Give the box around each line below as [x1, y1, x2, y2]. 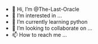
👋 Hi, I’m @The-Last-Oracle [11, 6, 80, 12]
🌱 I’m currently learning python [11, 18, 88, 25]
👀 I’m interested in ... [11, 12, 62, 19]
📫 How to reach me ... [11, 32, 67, 38]
